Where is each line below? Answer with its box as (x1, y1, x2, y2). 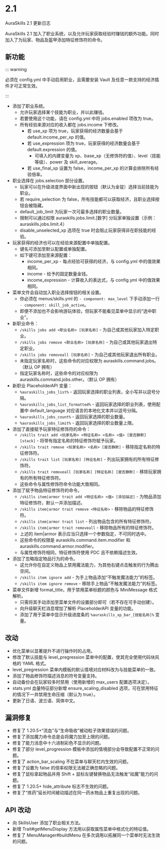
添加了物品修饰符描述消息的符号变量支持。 (12, 673, 100, 679)
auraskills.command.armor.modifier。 (19, 543, 97, 549)
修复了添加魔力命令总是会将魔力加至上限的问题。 (12, 734, 112, 740)
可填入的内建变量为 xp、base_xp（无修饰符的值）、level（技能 (34, 153, 161, 159)
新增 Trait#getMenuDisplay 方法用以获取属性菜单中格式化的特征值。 (12, 826, 151, 832)
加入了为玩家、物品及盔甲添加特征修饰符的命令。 (5, 37, 105, 43)
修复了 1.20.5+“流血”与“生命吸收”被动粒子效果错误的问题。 (12, 728, 132, 734)
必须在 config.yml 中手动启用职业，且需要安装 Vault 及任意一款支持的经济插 (5, 77, 160, 83)
